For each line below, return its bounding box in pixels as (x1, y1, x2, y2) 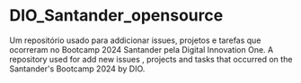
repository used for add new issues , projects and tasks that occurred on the (9, 54, 293, 64)
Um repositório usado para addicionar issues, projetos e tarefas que (9, 35, 261, 46)
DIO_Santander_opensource (9, 5, 224, 26)
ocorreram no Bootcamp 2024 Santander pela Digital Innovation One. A (9, 44, 274, 54)
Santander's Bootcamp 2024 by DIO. (9, 63, 146, 74)
